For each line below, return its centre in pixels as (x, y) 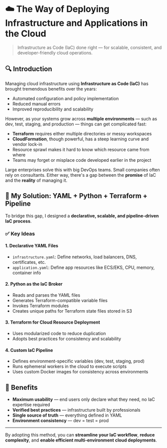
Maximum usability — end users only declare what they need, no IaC (83, 399)
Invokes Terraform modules (41, 306)
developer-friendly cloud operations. (55, 53)
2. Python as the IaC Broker (34, 284)
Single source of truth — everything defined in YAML (67, 415)
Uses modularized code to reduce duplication (59, 334)
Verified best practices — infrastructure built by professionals (76, 410)
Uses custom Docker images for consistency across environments (80, 372)
